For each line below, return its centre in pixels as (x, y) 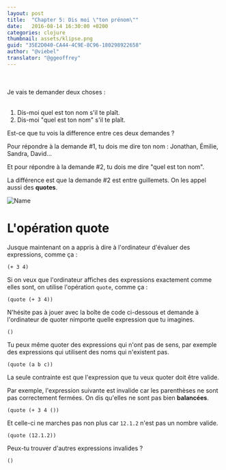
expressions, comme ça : (42, 254)
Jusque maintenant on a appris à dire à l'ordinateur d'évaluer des (99, 247)
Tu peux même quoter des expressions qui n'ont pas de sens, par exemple (112, 344)
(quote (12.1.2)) (32, 435)
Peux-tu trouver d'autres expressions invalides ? (75, 448)
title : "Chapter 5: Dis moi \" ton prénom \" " (73, 20)
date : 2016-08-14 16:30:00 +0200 (58, 26)
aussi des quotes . (32, 187)
